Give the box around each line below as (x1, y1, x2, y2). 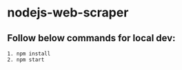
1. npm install (7, 50, 51, 57)
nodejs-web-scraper (7, 5, 129, 21)
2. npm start (7, 56, 45, 63)
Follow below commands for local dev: (7, 32, 176, 44)
